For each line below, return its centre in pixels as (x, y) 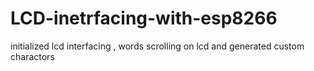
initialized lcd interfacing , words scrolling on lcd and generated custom (157, 46)
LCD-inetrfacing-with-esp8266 (144, 18)
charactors (32, 56)
